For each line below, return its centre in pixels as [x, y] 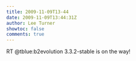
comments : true [25, 34]
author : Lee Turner [31, 23]
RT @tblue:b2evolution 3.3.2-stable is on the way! [69, 51]
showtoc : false [25, 29]
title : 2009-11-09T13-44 [37, 12]
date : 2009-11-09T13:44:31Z [42, 18]
